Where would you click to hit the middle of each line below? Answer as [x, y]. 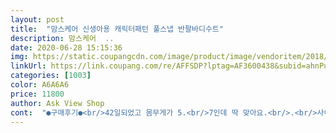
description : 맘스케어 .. [62, 38]
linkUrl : [28, 66]
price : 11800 [37, 94]
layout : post [37, 19]
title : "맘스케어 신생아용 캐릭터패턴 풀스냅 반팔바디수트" [117, 29]
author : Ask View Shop [57, 103]
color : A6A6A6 [40, 85]
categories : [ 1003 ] [51, 76]
